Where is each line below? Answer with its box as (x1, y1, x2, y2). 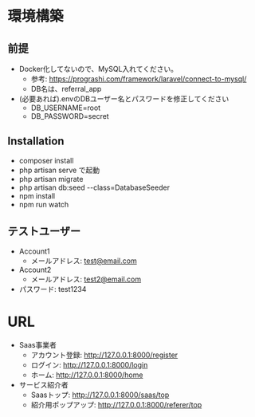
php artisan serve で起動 (18, 165, 100, 175)
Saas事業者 (18, 340, 57, 349)
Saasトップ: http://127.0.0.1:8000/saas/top (30, 390, 170, 399)
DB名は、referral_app (30, 85, 102, 93)
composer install (18, 155, 74, 165)
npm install (18, 191, 56, 200)
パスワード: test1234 (18, 284, 87, 293)
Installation (7, 135, 65, 148)
